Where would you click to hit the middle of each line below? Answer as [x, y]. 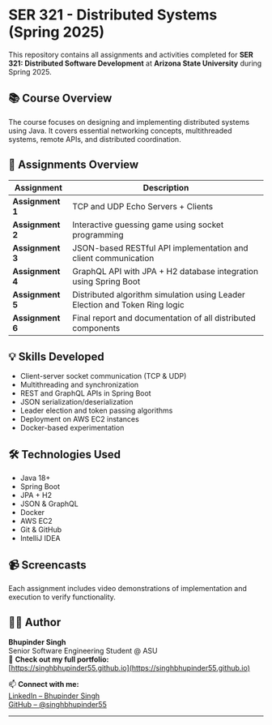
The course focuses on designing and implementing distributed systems [129, 122]
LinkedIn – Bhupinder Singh [54, 696]
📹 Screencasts [47, 565]
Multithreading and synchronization [79, 385]
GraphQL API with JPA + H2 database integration [166, 271]
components [96, 328]
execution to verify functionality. [62, 597]
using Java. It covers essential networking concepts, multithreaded [120, 131]
